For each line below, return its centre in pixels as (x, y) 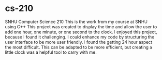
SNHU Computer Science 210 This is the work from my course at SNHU (76, 22)
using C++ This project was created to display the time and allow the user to (81, 26)
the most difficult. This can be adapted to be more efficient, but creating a (79, 47)
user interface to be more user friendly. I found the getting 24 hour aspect (79, 42)
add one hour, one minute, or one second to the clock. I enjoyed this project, (81, 32)
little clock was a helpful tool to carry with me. (51, 52)
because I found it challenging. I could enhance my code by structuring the (80, 37)
